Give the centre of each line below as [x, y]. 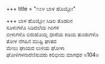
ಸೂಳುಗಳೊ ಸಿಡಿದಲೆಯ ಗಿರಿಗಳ [33, 27]
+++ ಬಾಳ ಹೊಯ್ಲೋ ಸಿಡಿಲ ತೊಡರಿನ [40, 21]
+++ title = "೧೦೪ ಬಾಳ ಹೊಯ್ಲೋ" [41, 9]
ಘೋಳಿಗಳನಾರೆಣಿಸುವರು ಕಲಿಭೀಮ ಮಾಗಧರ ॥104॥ [52, 55]
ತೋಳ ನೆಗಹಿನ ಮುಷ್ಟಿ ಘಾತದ [31, 41]
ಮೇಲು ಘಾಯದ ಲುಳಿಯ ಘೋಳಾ [35, 48]
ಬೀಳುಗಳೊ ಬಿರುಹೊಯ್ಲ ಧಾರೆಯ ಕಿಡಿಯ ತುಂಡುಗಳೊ [52, 34]
